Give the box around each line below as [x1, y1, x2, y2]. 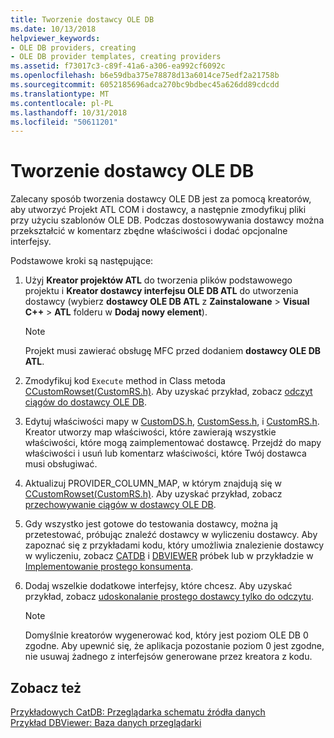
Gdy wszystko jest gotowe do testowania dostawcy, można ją [24, 518, 278, 530]
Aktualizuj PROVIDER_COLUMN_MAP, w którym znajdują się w [24, 477, 283, 490]
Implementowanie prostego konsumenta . [24, 561, 194, 573]
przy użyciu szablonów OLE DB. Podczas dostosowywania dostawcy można [10, 214, 325, 226]
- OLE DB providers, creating [10, 42, 137, 53]
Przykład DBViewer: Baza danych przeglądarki [10, 717, 202, 728]
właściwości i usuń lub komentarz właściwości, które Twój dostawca [24, 447, 307, 460]
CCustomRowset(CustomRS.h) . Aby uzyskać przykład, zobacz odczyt [24, 386, 313, 398]
